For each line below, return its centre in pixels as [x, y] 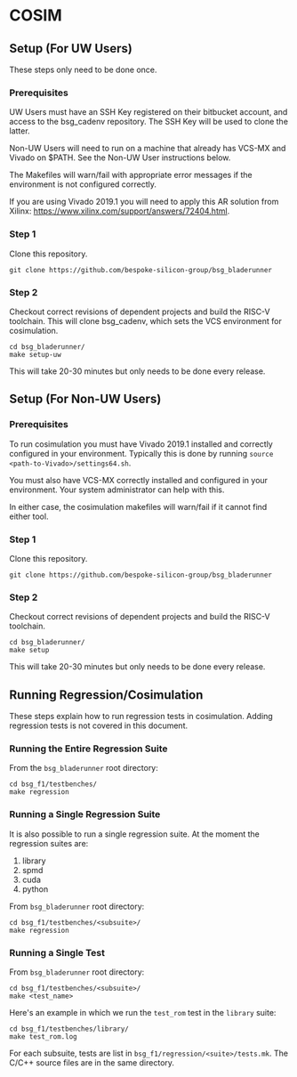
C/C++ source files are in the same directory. [92, 1062]
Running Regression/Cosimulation [106, 695]
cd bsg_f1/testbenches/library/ [69, 1029]
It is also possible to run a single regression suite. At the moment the [134, 834]
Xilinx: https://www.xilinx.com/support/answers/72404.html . [120, 211]
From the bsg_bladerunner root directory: [84, 768]
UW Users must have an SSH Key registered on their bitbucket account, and [148, 112]
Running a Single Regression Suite [85, 814]
